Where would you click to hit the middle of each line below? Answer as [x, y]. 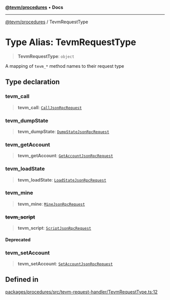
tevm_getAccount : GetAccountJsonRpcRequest [65, 156]
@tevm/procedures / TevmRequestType [47, 22]
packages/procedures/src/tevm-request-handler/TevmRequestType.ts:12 [81, 292]
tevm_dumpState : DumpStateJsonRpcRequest [63, 132]
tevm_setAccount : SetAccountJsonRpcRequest [65, 264]
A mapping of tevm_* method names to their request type [65, 66]
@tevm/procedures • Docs [34, 7]
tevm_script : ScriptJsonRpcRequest [54, 228]
